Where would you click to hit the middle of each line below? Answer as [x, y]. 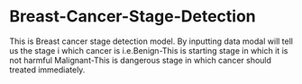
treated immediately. [47, 70]
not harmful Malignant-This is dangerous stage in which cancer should [141, 60]
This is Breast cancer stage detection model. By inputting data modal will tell [151, 41]
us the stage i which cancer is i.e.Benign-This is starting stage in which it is [149, 50]
